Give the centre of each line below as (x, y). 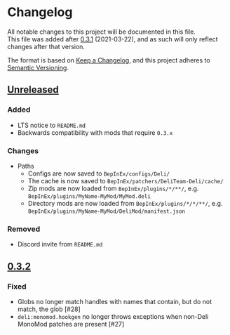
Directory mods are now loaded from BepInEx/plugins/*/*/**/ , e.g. (125, 203)
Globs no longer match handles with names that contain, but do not (115, 301)
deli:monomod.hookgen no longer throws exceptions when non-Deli (113, 316)
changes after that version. (46, 46)
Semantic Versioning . (38, 67)
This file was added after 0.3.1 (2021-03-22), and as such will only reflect (113, 39)
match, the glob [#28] (49, 309)
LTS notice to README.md (52, 125)
